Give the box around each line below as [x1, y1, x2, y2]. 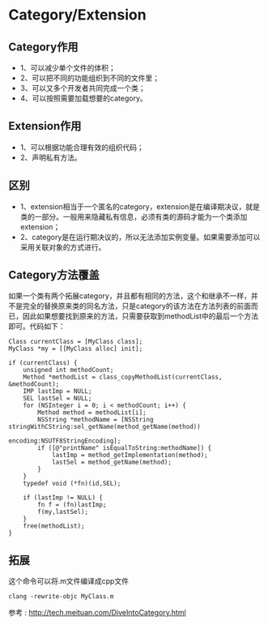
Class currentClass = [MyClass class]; [8, 338, 143, 346]
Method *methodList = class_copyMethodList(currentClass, [23, 373, 223, 382]
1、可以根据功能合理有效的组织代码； [19, 142, 144, 152]
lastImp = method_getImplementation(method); [51, 452, 208, 460]
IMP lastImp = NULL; [23, 387, 92, 396]
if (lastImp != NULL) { [23, 494, 104, 502]
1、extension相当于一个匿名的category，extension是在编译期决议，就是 [19, 201, 261, 212]
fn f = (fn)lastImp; [37, 501, 107, 509]
